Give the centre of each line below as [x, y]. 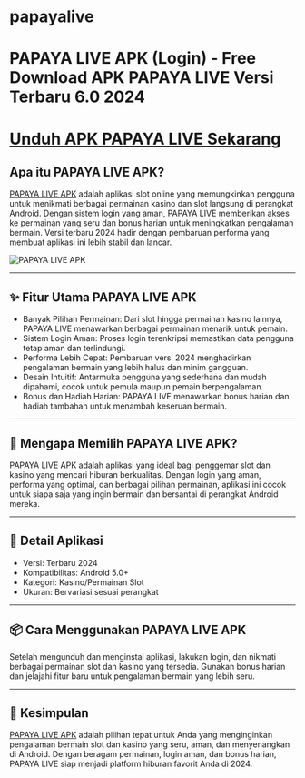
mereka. [25, 504]
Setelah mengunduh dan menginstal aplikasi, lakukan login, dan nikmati [143, 656]
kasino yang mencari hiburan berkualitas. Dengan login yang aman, [135, 475]
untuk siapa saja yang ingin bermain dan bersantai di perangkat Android [144, 494]
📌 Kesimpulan [49, 713]
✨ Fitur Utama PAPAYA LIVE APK [103, 297]
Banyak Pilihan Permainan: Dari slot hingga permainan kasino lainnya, [152, 319]
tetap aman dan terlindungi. [74, 349]
